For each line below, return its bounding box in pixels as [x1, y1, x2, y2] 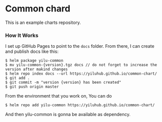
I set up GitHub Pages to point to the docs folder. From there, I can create [5, 43, 155, 49]
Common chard [5, 3, 71, 14]
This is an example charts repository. [5, 19, 81, 25]
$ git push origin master [5, 84, 59, 90]
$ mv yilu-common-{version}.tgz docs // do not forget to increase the [5, 63, 157, 68]
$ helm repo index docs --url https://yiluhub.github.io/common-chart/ [5, 71, 157, 76]
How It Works [5, 32, 39, 39]
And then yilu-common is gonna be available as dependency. [5, 112, 131, 118]
